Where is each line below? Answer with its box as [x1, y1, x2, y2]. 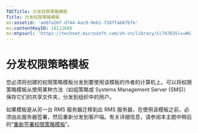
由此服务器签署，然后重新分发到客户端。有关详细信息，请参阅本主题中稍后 [11, 113, 192, 121]
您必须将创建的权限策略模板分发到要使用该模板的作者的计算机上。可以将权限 [6, 79, 192, 86]
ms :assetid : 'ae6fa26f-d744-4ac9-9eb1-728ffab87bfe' [6, 20, 138, 25]
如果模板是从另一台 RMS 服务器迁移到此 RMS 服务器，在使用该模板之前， [6, 106, 184, 113]
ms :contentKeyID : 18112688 [6, 25, 72, 31]
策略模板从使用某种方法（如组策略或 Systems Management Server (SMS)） [6, 86, 189, 93]
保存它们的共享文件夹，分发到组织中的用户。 [6, 93, 115, 100]
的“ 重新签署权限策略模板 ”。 [6, 121, 73, 128]
